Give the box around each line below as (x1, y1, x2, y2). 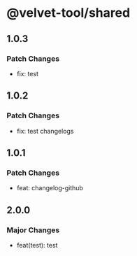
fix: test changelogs (16, 127, 74, 135)
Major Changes (6, 225, 60, 235)
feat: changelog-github (16, 184, 83, 192)
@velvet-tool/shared (6, 5, 131, 21)
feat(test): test (16, 241, 58, 249)
